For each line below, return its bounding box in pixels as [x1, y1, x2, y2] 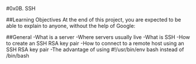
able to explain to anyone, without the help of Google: [6, 23, 136, 29]
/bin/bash [6, 52, 29, 59]
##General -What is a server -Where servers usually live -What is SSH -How [6, 34, 191, 40]
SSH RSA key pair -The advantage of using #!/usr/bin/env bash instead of [6, 46, 184, 53]
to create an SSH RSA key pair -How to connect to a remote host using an [6, 40, 185, 47]
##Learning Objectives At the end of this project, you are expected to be [6, 16, 181, 23]
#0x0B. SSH [6, 5, 36, 12]
